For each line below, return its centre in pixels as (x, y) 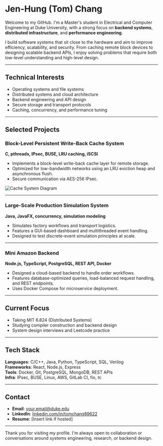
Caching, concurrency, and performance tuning (60, 110)
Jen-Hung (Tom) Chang (54, 9)
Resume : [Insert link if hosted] (42, 419)
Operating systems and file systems (48, 89)
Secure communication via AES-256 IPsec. (55, 179)
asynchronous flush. (33, 174)
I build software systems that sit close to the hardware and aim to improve (79, 42)
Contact (17, 397)
